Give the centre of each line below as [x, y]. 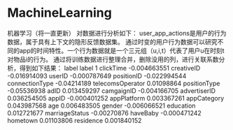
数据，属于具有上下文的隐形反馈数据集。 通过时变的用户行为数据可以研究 [112, 42]
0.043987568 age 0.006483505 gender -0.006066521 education [101, 106]
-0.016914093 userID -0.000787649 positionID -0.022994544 [97, 75]
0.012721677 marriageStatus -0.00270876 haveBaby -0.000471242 [104, 113]
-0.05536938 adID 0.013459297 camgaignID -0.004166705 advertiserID [111, 91]
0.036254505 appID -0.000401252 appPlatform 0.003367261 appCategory [116, 98]
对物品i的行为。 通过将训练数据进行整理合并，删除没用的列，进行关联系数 [113, 59]
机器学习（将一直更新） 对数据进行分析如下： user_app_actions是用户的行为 [117, 33]
